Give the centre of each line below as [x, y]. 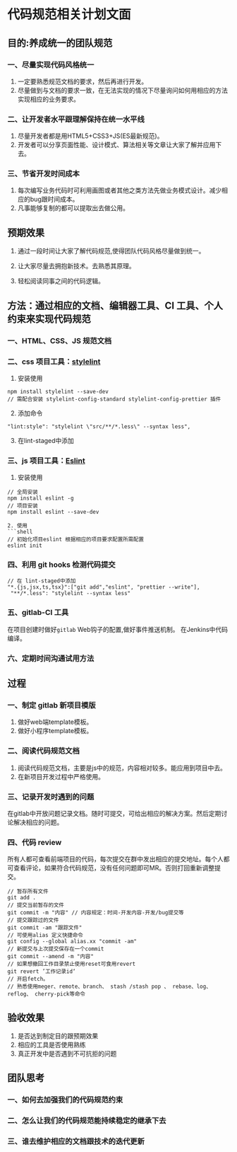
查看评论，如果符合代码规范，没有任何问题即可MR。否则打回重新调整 [114, 868]
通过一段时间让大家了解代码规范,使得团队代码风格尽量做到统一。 [111, 251]
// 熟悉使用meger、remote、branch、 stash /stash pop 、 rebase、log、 [109, 987]
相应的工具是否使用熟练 [51, 1045]
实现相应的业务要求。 [48, 99]
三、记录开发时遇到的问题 [51, 797]
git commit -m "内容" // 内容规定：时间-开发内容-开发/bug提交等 [96, 913]
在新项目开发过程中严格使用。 [61, 776]
